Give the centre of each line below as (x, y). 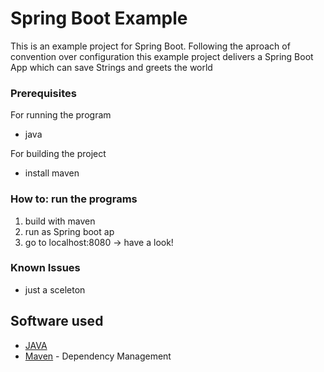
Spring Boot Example (99, 18)
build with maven (60, 221)
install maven (52, 173)
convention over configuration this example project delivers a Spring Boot (162, 56)
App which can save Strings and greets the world (111, 67)
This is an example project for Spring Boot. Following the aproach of (150, 46)
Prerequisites (43, 93)
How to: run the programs (74, 199)
